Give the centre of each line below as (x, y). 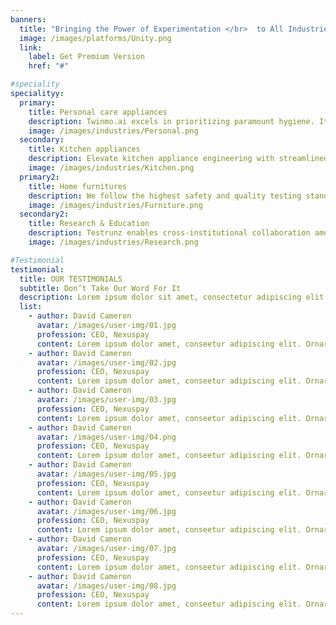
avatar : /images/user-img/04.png (106, 437)
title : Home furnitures (78, 186)
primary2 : (39, 177)
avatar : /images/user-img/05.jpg (106, 474)
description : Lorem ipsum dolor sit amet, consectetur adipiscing (160, 297)
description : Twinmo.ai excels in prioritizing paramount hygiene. (171, 121)
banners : (28, 19)
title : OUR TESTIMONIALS (71, 279)
